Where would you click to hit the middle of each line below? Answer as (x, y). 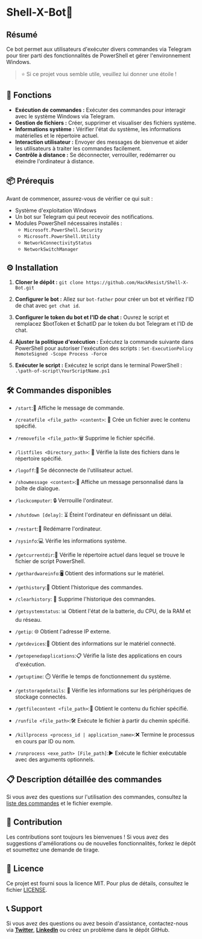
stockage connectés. (41, 697)
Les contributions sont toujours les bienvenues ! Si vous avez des (87, 837)
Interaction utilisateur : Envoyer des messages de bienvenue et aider (101, 142)
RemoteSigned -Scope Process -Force (61, 354)
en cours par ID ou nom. (45, 741)
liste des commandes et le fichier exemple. (59, 804)
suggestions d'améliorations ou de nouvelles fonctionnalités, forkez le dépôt (101, 843)
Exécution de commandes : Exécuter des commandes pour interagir (100, 110)
